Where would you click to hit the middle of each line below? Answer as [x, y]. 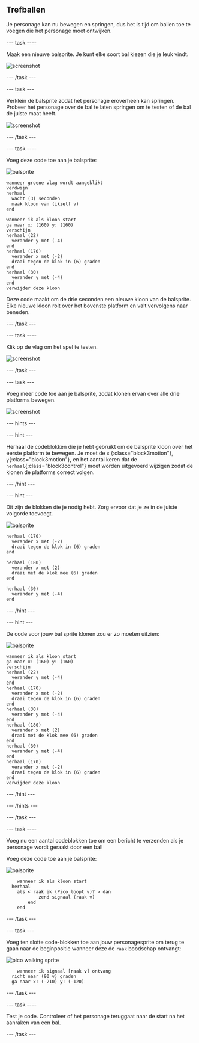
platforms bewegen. [31, 400]
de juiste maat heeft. [31, 113]
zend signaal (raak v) [67, 897]
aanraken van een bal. [34, 1023]
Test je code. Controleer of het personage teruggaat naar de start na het [95, 1016]
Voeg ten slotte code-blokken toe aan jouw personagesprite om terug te [95, 942]
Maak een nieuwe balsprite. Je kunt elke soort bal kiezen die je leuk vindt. [97, 54]
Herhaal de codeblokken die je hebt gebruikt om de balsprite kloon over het [99, 446]
